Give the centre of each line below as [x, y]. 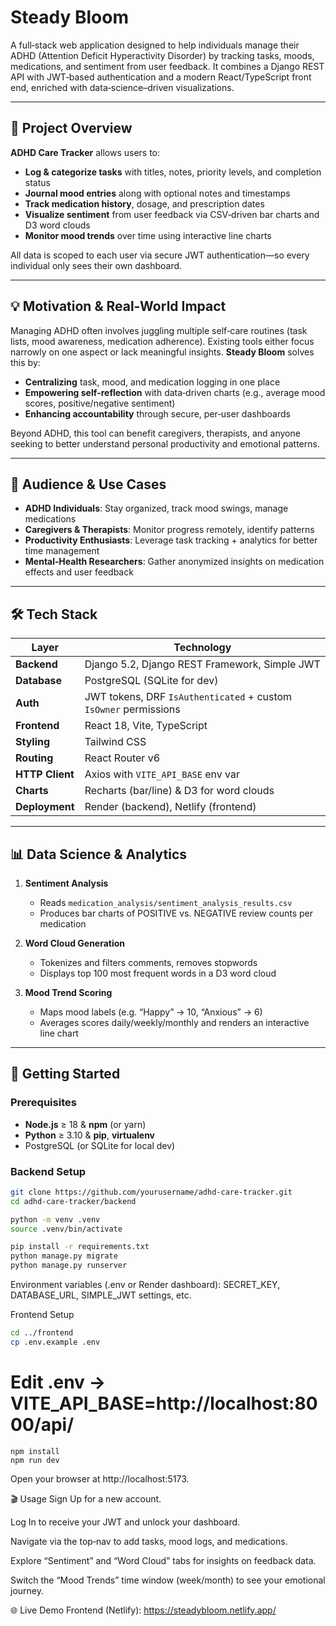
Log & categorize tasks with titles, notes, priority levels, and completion [173, 172]
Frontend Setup [42, 1315]
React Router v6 [122, 758]
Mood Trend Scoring [68, 992]
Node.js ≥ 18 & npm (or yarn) [85, 1124]
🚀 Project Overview [71, 128]
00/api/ [42, 1425]
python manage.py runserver [69, 1266]
